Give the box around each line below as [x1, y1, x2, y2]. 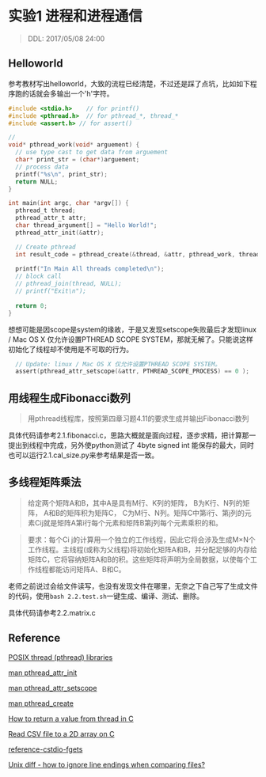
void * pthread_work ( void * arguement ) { [8, 141, 140, 149]
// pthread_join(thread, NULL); [15, 280, 123, 288]
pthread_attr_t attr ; [15, 214, 87, 222]
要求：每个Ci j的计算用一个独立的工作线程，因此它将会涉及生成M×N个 [27, 535, 256, 544]
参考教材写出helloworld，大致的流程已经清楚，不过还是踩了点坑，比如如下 [8, 78, 251, 88]
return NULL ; [15, 177, 59, 186]
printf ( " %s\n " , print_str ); [15, 170, 108, 178]
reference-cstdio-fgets [8, 745, 83, 754]
